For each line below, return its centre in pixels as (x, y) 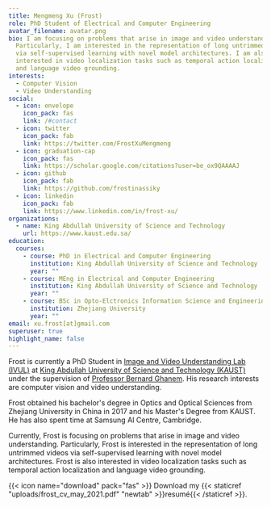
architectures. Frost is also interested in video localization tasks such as (128, 462)
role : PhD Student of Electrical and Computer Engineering (110, 23)
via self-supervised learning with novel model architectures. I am (133, 53)
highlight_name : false (46, 339)
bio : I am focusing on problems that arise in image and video (117, 38)
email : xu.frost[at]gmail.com (59, 324)
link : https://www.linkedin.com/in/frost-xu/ (101, 211)
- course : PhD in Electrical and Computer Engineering (117, 256)
